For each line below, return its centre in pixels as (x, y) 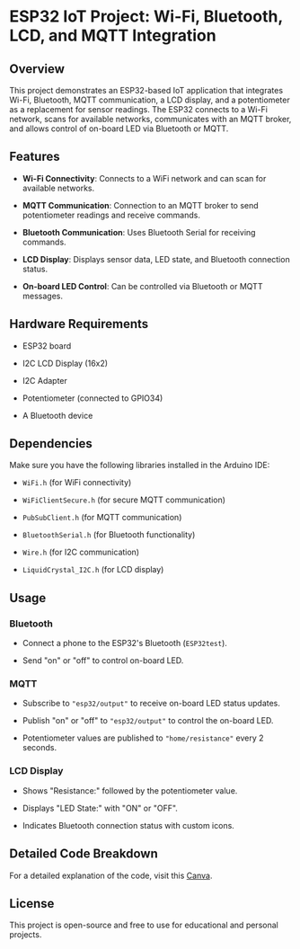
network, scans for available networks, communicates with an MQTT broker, (150, 119)
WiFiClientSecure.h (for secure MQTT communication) (124, 500)
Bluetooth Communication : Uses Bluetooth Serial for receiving (139, 232)
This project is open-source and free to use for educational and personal (144, 925)
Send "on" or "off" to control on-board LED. (103, 661)
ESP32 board (47, 346)
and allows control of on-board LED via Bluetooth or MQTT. (119, 129)
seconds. (40, 748)
